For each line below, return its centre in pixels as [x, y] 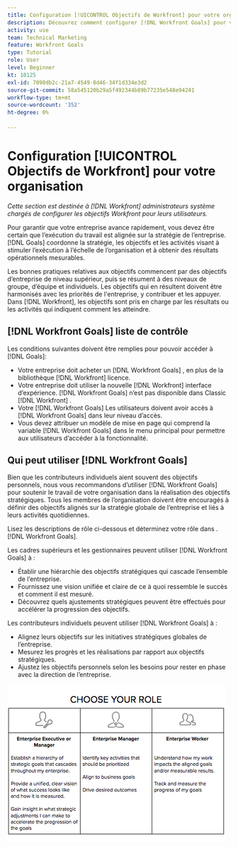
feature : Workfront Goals [45, 45]
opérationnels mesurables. [46, 257]
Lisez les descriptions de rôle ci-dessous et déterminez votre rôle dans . [113, 529]
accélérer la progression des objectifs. [74, 609]
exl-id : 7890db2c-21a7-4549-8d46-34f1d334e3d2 [77, 82]
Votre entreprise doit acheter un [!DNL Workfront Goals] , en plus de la [120, 370]
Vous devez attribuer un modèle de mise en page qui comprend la [114, 422]
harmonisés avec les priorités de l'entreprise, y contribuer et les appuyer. [114, 294]
